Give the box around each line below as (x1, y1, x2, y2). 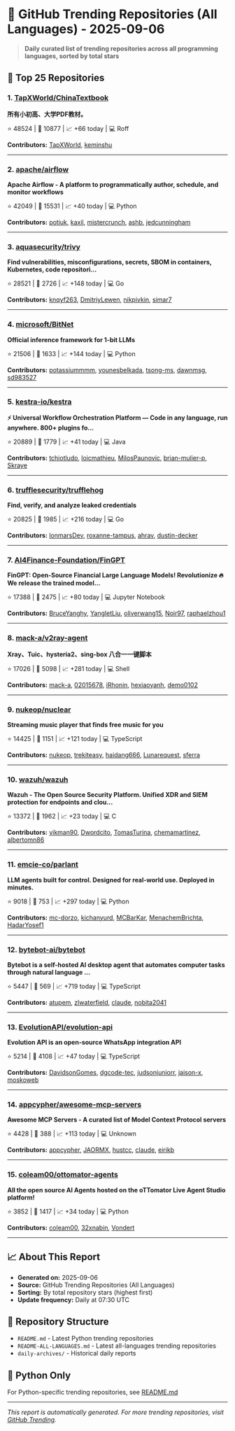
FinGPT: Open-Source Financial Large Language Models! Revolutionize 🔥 (7, 571, 224, 579)
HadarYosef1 (7, 920, 44, 929)
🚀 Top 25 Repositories (7, 72, 105, 84)
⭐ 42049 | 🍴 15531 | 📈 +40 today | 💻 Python (7, 202, 138, 210)
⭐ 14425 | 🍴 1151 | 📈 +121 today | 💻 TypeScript (7, 735, 143, 742)
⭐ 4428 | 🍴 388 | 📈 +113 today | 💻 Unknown (7, 1129, 136, 1138)
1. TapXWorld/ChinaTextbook (7, 93, 109, 103)
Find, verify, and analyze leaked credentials (7, 501, 137, 509)
